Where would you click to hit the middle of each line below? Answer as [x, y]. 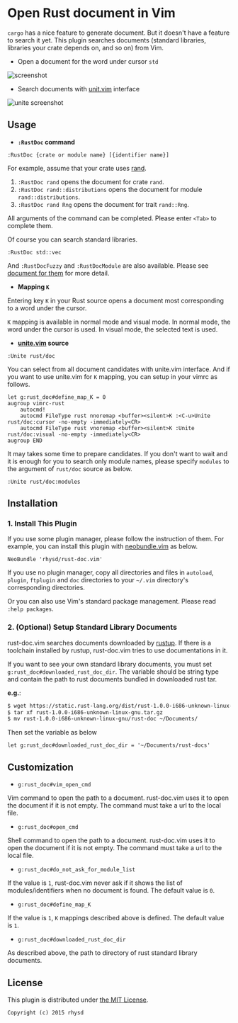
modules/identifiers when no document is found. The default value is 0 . [111, 891]
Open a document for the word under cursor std [88, 61]
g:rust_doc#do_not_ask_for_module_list [76, 870]
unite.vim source [43, 343]
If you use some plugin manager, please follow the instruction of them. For [116, 539]
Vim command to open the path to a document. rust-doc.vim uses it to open [118, 798]
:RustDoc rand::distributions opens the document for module [110, 189]
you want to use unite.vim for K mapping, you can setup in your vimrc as [113, 376]
